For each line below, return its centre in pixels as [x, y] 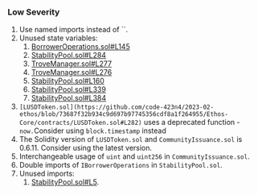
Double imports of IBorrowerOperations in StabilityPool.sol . [121, 165]
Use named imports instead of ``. [74, 30]
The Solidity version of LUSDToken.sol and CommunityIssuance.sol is [131, 139]
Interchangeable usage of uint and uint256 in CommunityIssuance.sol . [134, 156]
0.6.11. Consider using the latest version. [86, 148]
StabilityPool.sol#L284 [68, 56]
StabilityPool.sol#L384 [69, 98]
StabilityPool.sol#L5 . [65, 182]
